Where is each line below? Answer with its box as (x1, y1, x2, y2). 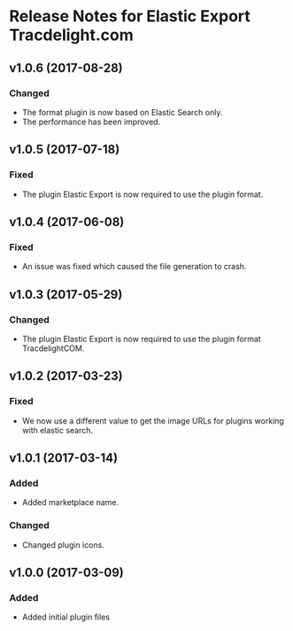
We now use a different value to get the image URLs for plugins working (21, 415, 285, 426)
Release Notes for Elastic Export (9, 6, 251, 27)
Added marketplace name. (21, 497, 120, 508)
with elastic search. (21, 425, 94, 435)
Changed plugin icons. (21, 539, 104, 550)
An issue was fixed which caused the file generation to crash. (21, 261, 247, 272)
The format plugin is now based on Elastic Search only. (21, 106, 223, 117)
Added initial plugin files (21, 612, 111, 622)
